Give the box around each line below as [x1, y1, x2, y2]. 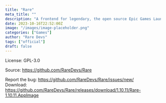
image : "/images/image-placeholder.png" [5, 26, 90, 31]
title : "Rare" [5, 7, 35, 12]
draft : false [5, 44, 32, 49]
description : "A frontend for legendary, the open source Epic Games [5, 16, 152, 21]
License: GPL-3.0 [5, 57, 41, 63]
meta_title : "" [5, 12, 37, 17]
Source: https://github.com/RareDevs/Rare [5, 67, 92, 73]
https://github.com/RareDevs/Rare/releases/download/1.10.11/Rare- [5, 87, 141, 93]
